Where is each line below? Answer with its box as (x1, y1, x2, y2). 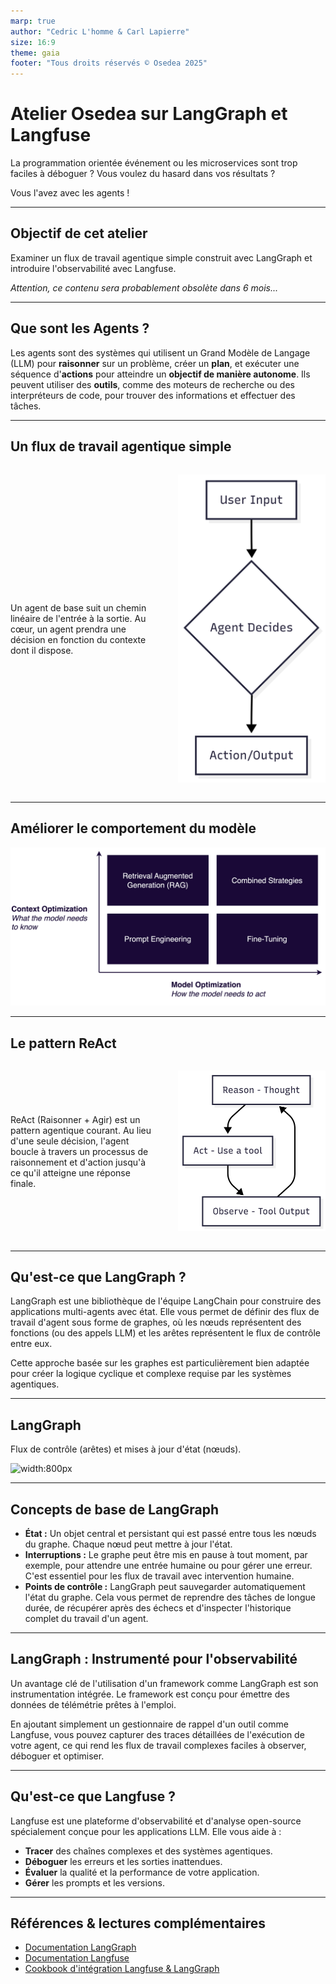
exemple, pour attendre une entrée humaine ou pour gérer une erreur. (24, 1559, 313, 1571)
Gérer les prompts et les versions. (24, 1876, 165, 1889)
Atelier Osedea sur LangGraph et (10, 103, 288, 125)
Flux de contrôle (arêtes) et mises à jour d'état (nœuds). (10, 1443, 242, 1455)
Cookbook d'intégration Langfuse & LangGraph (24, 1963, 220, 1975)
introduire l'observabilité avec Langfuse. (10, 262, 177, 274)
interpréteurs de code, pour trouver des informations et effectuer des (10, 389, 296, 401)
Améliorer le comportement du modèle (10, 820, 257, 837)
